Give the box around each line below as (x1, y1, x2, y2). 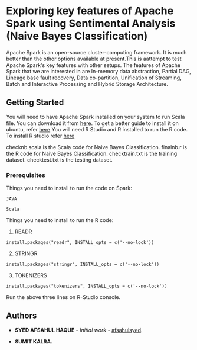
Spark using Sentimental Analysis (6, 17, 176, 30)
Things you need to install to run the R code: (6, 217, 114, 224)
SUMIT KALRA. (14, 338, 53, 345)
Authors (6, 311, 37, 321)
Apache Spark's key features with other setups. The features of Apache (6, 61, 181, 69)
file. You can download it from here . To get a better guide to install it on (6, 120, 179, 127)
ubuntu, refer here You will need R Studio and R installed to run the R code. (6, 126, 188, 133)
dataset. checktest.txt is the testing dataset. (6, 156, 113, 163)
